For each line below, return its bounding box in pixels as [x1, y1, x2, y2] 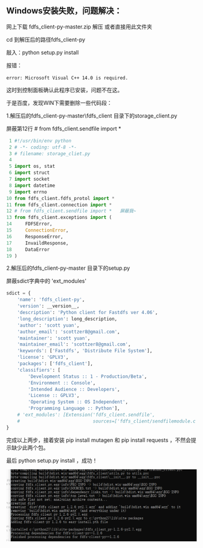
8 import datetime [8, 182, 56, 189]
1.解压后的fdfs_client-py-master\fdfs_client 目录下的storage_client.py [6, 112, 178, 119]
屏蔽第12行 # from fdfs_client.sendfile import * [6, 125, 121, 132]
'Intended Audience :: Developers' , [28, 386, 120, 392]
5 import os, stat [8, 163, 56, 170]
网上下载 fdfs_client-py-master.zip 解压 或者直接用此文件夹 [6, 23, 153, 30]
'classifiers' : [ [17, 367, 61, 373]
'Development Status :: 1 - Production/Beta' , [28, 373, 147, 379]
